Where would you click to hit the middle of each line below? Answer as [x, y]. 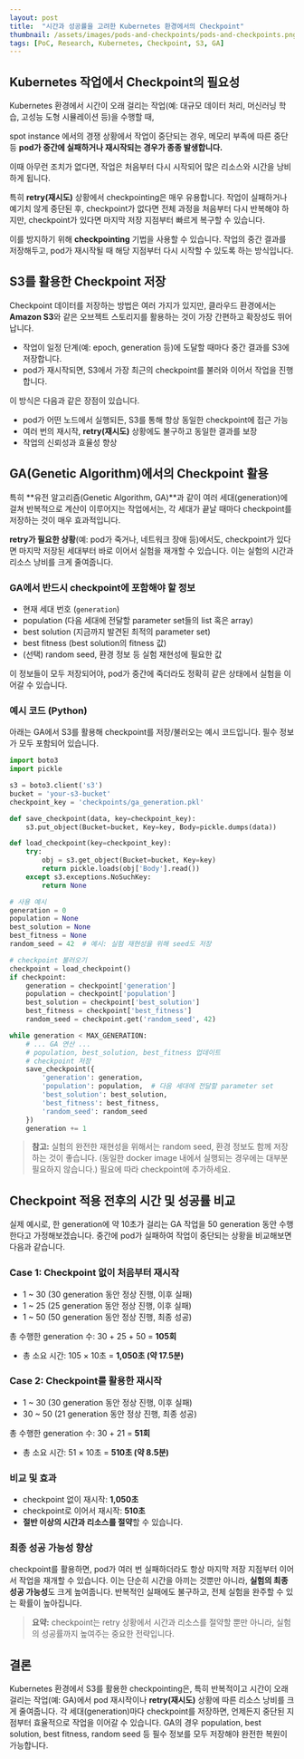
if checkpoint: [38, 977]
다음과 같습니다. [38, 1247]
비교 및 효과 [33, 1478]
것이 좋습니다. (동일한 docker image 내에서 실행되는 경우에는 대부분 [168, 1158]
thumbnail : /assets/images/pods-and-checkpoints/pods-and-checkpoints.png [153, 34]
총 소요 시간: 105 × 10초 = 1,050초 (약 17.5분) [103, 1355]
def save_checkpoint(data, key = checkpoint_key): [103, 818]
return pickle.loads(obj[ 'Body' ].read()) [121, 869]
